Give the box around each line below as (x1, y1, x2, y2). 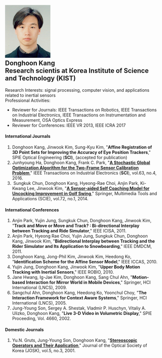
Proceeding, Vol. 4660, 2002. (12, 316, 71, 322)
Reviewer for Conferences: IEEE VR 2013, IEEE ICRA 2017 (12, 122, 126, 128)
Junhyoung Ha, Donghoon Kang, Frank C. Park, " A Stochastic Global (12, 160, 150, 165)
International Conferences (5, 207, 59, 212)
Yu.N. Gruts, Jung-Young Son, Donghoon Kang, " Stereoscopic (12, 338, 137, 343)
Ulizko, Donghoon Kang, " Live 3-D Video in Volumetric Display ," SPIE (12, 310, 152, 316)
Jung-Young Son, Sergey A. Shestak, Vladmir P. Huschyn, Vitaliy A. (12, 305, 146, 311)
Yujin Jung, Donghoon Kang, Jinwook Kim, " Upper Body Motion (12, 264, 140, 270)
